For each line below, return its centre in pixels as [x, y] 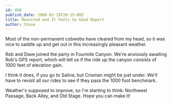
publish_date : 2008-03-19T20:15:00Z [44, 15]
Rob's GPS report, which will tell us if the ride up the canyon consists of [81, 60]
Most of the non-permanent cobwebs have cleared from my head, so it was [85, 39]
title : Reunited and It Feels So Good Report [55, 19]
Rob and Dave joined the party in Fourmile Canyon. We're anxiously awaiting [86, 54]
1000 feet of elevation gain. [34, 65]
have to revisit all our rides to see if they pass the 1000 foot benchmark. [81, 80]
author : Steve [21, 24]
